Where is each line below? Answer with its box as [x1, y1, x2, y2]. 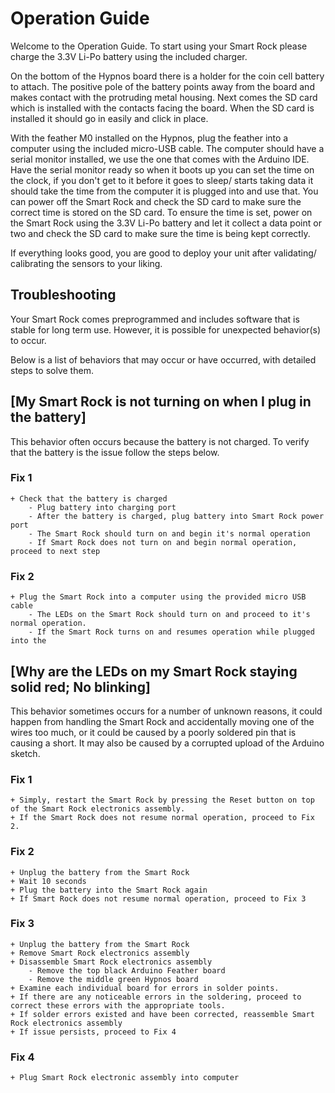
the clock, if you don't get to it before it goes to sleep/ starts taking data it [10, 174, 314, 186]
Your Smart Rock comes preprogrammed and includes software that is [10, 313, 300, 325]
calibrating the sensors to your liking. [10, 257, 163, 269]
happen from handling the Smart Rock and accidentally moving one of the [10, 715, 315, 727]
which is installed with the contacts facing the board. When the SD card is [10, 102, 315, 114]
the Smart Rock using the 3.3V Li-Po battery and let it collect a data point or [10, 217, 322, 229]
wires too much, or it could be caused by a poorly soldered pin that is [10, 726, 297, 738]
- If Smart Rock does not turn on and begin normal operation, [28, 537, 298, 547]
